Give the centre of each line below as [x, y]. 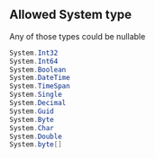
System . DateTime [40, 78]
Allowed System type [71, 15]
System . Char [32, 128]
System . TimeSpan [40, 86]
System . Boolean [38, 70]
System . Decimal [38, 103]
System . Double [36, 136]
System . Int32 [34, 53]
